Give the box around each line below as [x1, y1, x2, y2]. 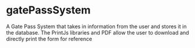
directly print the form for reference [6, 35, 92, 42]
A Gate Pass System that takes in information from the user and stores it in [6, 23, 187, 30]
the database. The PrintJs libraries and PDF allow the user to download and [6, 29, 190, 36]
